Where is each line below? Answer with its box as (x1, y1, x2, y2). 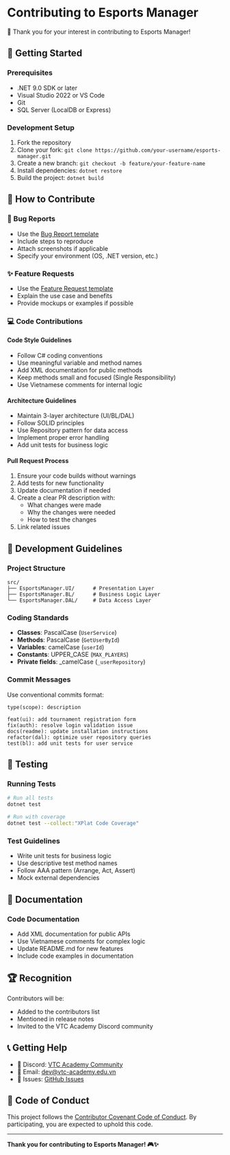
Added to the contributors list (16, 1007, 101, 1016)
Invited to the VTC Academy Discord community (16, 1022, 153, 1030)
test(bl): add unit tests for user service (7, 740, 133, 747)
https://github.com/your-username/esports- (94, 146, 221, 154)
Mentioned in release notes (16, 1015, 94, 1023)
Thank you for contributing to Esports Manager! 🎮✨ (7, 1141, 159, 1149)
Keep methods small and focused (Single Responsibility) (16, 373, 177, 382)
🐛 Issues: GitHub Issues (16, 1075, 84, 1083)
